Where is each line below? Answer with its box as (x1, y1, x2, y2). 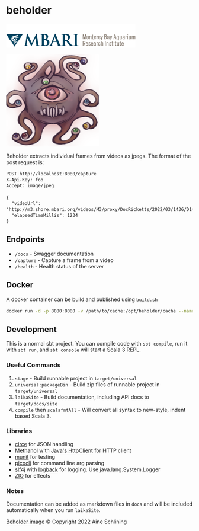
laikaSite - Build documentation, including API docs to (14, 394, 149, 401)
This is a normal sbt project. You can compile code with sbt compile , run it (6, 340, 188, 347)
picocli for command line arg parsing (14, 459, 105, 466)
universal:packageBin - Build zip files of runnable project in (14, 380, 160, 388)
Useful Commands (6, 361, 61, 369)
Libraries (6, 427, 33, 436)
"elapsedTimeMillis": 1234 (11, 212, 78, 218)
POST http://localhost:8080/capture (6, 171, 97, 177)
